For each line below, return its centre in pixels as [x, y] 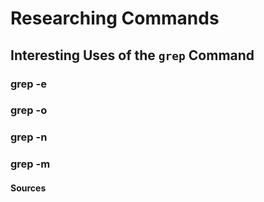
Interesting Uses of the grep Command [132, 55]
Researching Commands [115, 18]
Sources [28, 188]
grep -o [29, 110]
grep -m [30, 164]
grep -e [28, 84]
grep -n [29, 137]
